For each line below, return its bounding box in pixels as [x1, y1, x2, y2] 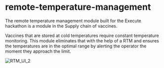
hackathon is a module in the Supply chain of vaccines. [5, 23, 118, 29]
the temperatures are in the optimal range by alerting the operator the [5, 43, 147, 49]
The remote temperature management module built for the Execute [5, 18, 142, 24]
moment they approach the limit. [5, 48, 72, 54]
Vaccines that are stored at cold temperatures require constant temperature [5, 33, 159, 38]
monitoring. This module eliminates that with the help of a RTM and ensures [5, 37, 159, 43]
